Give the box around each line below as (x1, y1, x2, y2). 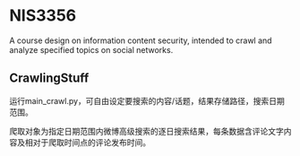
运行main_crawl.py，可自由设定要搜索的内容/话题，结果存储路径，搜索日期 (9, 95, 285, 106)
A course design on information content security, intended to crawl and (9, 35, 272, 46)
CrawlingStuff (9, 71, 90, 86)
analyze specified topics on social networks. (9, 44, 174, 55)
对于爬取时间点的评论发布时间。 (32, 136, 150, 148)
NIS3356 (9, 5, 77, 26)
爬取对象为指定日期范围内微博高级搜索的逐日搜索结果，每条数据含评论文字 (9, 126, 284, 136)
